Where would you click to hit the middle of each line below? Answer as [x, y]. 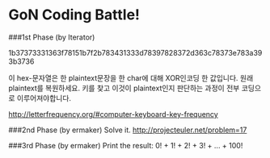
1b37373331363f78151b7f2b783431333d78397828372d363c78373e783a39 [135, 52]
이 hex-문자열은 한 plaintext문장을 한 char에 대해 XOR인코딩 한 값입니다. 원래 [131, 77]
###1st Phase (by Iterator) [52, 37]
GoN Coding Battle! [74, 15]
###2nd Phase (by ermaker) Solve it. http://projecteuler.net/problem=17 [128, 130]
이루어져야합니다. [44, 98]
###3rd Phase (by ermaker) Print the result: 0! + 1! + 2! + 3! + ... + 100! [126, 145]
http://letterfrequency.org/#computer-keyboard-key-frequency [113, 114]
